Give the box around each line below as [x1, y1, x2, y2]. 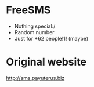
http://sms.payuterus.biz [6, 74, 65, 81]
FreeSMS [6, 3, 51, 17]
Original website [6, 56, 87, 68]
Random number [14, 28, 55, 35]
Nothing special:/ [14, 23, 56, 30]
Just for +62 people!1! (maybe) [14, 35, 89, 42]
